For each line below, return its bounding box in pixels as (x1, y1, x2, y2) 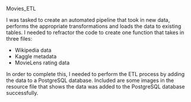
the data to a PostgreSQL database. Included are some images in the (6, 77, 174, 84)
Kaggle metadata (14, 53, 57, 60)
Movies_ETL (6, 5, 36, 12)
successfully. (6, 90, 39, 96)
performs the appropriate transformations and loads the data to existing (6, 23, 182, 29)
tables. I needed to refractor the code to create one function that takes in (6, 29, 184, 36)
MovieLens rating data (14, 59, 70, 66)
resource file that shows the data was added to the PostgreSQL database (6, 83, 185, 90)
